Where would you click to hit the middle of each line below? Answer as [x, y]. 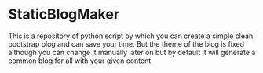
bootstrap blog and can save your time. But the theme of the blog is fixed [126, 43]
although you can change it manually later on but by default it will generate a [132, 52]
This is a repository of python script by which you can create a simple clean [131, 36]
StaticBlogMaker [64, 14]
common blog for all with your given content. [80, 61]
